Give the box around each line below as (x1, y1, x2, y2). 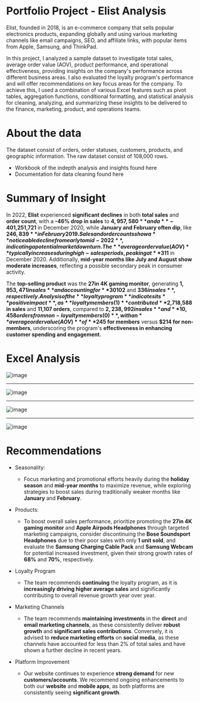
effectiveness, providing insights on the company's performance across (6, 67, 183, 74)
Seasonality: (14, 463, 46, 471)
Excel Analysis (6, 352, 80, 365)
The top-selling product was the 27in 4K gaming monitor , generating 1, (6, 280, 185, 287)
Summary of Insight (6, 191, 106, 205)
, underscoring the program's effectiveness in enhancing (30, 324, 173, 331)
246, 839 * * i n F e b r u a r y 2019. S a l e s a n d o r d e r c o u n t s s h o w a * (6, 230, 156, 237)
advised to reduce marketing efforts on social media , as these (23, 634, 179, 641)
